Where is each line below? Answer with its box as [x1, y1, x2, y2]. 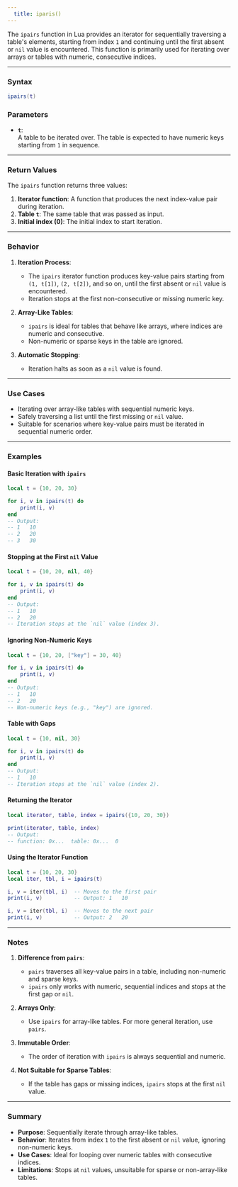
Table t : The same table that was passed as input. [17, 210, 164, 218]
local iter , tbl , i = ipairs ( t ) [7, 875, 103, 882]
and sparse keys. [28, 975, 79, 984]
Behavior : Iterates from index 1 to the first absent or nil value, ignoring [17, 1135, 226, 1144]
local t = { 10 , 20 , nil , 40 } [7, 568, 93, 575]
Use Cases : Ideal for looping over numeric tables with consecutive [17, 1150, 212, 1159]
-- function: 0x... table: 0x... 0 [7, 838, 119, 845]
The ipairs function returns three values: [7, 181, 127, 190]
